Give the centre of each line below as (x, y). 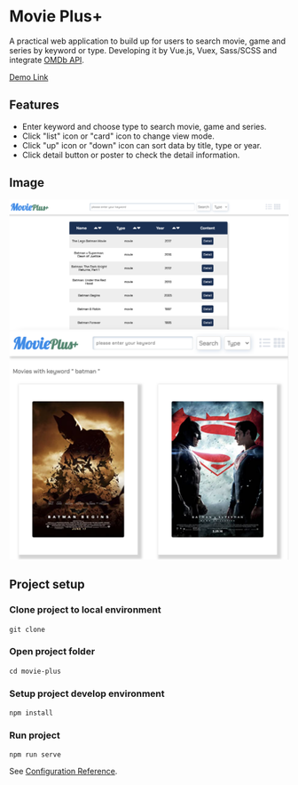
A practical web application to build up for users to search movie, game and (148, 41)
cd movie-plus (35, 671)
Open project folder (52, 652)
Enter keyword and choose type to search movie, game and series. (144, 126)
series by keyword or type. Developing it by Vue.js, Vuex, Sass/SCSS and (143, 50)
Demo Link (29, 76)
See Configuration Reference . (63, 772)
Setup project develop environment (87, 693)
